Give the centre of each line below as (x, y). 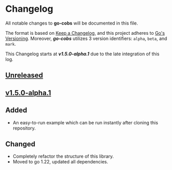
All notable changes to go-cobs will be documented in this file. (72, 23)
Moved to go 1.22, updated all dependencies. (60, 162)
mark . (11, 44)
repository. (24, 128)
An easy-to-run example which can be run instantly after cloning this (85, 122)
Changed (20, 144)
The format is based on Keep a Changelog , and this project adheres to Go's (85, 33)
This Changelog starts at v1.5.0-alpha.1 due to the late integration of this (82, 54)
